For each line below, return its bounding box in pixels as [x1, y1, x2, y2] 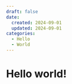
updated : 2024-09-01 [11, 25, 62, 31]
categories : [6, 31, 35, 37]
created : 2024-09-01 [11, 20, 62, 25]
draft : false [6, 8, 38, 15]
